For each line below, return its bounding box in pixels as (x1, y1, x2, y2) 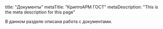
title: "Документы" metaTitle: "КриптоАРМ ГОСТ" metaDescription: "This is (5, 4, 159, 10)
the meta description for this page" (5, 9, 76, 15)
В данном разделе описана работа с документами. (5, 19, 112, 24)
